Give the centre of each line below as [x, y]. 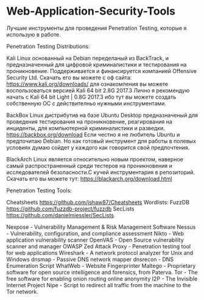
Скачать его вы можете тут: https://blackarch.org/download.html [89, 178]
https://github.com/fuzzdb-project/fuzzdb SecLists [70, 209]
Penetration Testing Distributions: [48, 46]
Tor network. [22, 291]
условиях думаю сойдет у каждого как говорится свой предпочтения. [98, 147]
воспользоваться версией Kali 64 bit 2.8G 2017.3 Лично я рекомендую [98, 90]
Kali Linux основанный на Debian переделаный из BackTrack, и [88, 58]
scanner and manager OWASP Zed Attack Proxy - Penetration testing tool [98, 246]
